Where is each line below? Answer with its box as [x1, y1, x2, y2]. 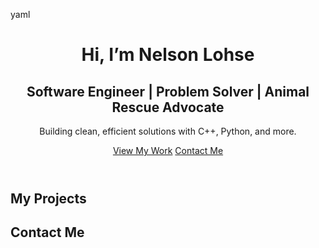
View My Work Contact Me [112, 145, 224, 156]
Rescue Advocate [111, 99, 225, 116]
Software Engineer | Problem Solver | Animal [26, 83, 310, 100]
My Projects [10, 190, 87, 207]
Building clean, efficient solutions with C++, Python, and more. [39, 125, 297, 137]
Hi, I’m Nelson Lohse [81, 44, 255, 66]
